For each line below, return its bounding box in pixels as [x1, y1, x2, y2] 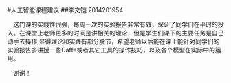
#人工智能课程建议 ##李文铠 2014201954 [7, 6, 124, 14]
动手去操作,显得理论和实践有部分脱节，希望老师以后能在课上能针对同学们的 [7, 37, 220, 46]
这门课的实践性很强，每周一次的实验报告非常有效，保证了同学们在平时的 [13, 20, 218, 29]
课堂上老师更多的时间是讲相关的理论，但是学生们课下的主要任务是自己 [25, 29, 224, 37]
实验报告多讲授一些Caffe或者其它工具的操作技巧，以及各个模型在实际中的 [7, 46, 215, 54]
